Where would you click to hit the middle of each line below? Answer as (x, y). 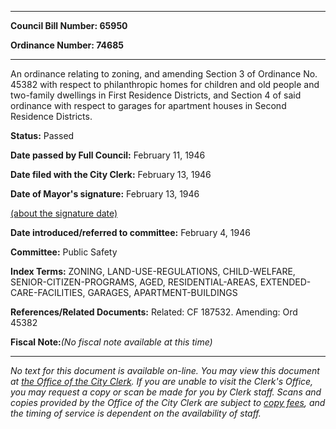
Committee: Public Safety (64, 252)
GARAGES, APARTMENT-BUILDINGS (162, 292)
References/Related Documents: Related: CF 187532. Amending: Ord (154, 312)
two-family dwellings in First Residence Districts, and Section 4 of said (156, 95)
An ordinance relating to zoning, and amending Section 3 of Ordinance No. (164, 74)
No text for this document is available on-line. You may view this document (165, 370)
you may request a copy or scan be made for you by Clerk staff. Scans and (166, 392)
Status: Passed (42, 135)
